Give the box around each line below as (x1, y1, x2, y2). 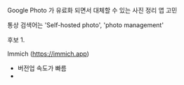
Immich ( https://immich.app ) (7, 49, 90, 58)
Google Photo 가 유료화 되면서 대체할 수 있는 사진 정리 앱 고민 (7, 6, 178, 14)
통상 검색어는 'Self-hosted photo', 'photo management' (7, 21, 164, 29)
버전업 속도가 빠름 (17, 64, 67, 72)
